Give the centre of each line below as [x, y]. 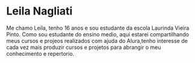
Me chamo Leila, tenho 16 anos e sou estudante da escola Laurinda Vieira [98, 28]
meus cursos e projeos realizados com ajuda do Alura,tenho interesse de [97, 41]
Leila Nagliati [40, 11]
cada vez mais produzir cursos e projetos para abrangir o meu [84, 47]
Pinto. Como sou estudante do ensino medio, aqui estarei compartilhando [97, 34]
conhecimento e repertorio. [40, 53]
